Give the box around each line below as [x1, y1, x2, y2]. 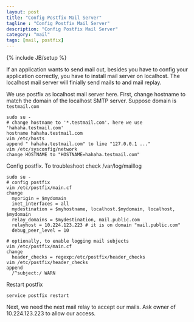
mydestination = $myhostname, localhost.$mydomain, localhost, [12, 206, 175, 212]
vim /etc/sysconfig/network [6, 146, 78, 152]
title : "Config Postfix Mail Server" [6, 15, 102, 21]
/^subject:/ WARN [12, 270, 56, 276]
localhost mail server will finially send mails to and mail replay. [6, 79, 162, 86]
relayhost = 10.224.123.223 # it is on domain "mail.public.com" [12, 222, 181, 228]
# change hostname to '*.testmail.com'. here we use [6, 120, 143, 126]
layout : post [6, 9, 40, 15]
